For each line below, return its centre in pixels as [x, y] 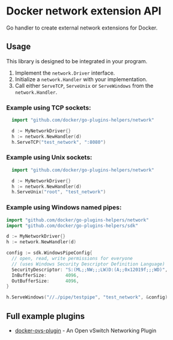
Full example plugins [46, 316]
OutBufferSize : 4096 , [45, 281]
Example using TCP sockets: [49, 108]
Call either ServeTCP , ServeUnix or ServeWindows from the [84, 85]
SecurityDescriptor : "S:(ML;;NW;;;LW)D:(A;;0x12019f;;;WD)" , [90, 270]
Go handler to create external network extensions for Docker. [82, 28]
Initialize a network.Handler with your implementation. [81, 79]
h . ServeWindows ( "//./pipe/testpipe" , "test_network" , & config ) [87, 297]
